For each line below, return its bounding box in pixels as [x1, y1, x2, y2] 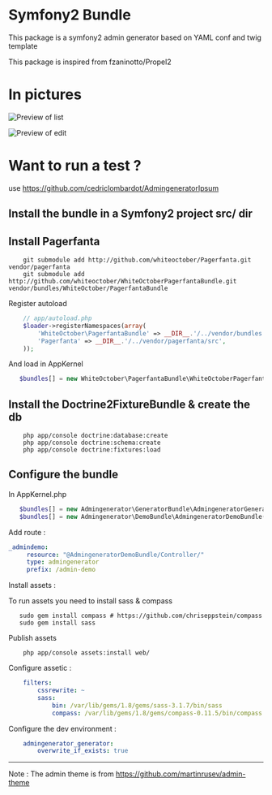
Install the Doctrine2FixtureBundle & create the [8, 397, 251, 411]
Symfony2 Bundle [8, 6, 131, 24]
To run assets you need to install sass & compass [8, 596, 172, 606]
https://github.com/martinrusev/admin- [116, 769, 246, 779]
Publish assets [8, 633, 57, 643]
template [8, 41, 38, 50]
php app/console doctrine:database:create [23, 432, 168, 440]
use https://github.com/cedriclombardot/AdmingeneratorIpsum [8, 183, 219, 192]
